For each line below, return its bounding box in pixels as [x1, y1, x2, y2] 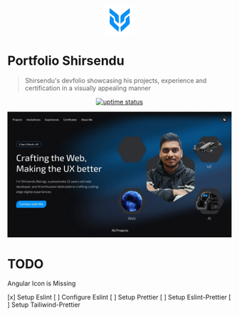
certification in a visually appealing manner [24, 84, 152, 92]
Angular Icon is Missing [7, 279, 76, 288]
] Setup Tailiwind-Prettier [7, 300, 80, 309]
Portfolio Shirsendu [7, 53, 124, 69]
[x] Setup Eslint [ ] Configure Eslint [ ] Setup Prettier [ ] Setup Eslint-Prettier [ [7, 293, 231, 302]
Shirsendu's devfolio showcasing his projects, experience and [24, 76, 207, 85]
